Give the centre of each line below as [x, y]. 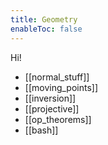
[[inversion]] [50, 98]
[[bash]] [41, 130]
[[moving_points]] [61, 87]
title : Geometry [44, 19]
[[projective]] [52, 108]
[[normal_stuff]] [57, 77]
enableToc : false [46, 29]
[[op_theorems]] [58, 119]
